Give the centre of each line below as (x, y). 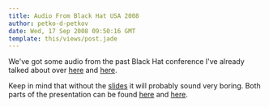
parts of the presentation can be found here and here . (98, 95)
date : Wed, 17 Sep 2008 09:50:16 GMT (72, 31)
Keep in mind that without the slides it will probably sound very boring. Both (134, 86)
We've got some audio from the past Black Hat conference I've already (126, 62)
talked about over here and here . (63, 71)
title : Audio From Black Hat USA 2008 (74, 16)
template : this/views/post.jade (63, 39)
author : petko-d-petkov (49, 24)
